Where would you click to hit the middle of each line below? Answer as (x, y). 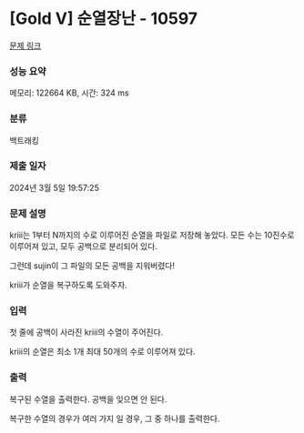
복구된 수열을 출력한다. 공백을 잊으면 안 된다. (88, 399)
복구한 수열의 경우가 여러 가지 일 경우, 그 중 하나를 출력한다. (115, 418)
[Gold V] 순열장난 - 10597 (104, 19)
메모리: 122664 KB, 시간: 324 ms (69, 93)
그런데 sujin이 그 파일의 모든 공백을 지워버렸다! (92, 266)
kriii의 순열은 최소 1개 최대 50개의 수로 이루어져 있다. (102, 352)
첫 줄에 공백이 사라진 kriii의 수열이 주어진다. (86, 332)
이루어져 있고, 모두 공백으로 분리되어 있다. (83, 247)
